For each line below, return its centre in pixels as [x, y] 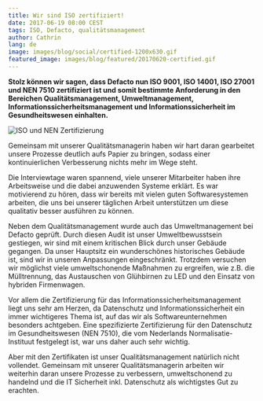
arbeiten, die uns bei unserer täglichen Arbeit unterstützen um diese [119, 202]
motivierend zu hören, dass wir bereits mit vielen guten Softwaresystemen [128, 194]
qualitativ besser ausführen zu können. [71, 211]
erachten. [24, 390]
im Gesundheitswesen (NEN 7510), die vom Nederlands [98, 333]
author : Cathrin [35, 37]
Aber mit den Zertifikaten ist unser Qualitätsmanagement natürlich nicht [124, 357]
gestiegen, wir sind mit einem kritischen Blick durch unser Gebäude [117, 243]
